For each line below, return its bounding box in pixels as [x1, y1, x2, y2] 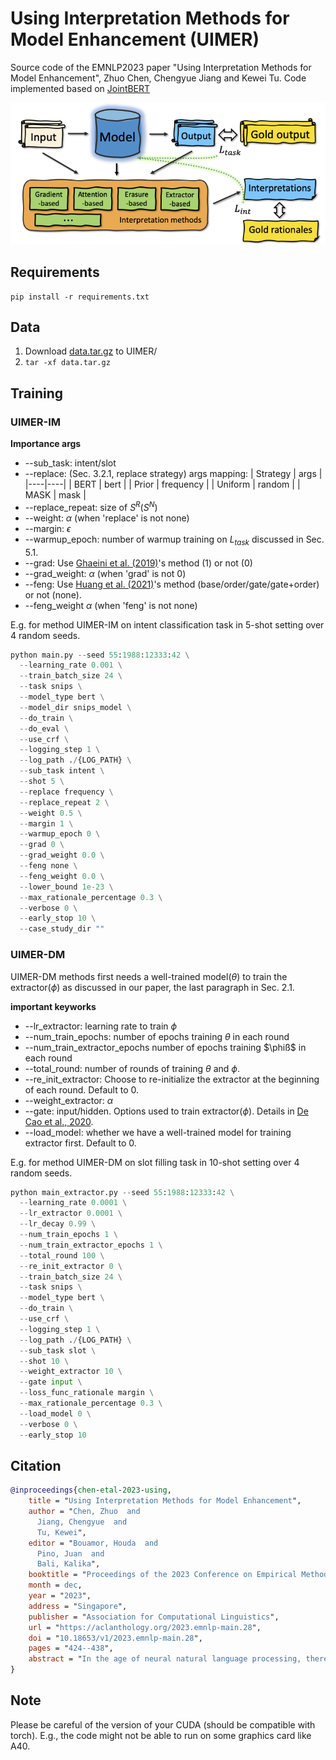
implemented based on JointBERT [10, 82, 151, 94]
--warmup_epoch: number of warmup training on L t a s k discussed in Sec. [24, 533, 325, 547]
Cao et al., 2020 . [24, 1115, 94, 1127]
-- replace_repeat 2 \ [19, 797, 110, 807]
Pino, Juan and [36, 1548, 105, 1559]
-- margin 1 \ [19, 818, 74, 829]
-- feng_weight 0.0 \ [19, 871, 105, 881]
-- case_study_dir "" [19, 924, 105, 934]
